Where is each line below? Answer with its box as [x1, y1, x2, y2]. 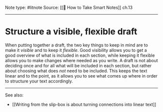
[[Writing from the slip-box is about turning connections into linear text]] [12, 101, 157, 107]
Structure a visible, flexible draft [5, 26, 137, 37]
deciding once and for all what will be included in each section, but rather [5, 63, 152, 68]
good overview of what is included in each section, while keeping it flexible [5, 52, 155, 58]
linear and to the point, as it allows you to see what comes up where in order [5, 73, 158, 79]
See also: [5, 92, 24, 98]
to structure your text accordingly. [5, 78, 73, 84]
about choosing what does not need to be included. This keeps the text [5, 68, 147, 74]
